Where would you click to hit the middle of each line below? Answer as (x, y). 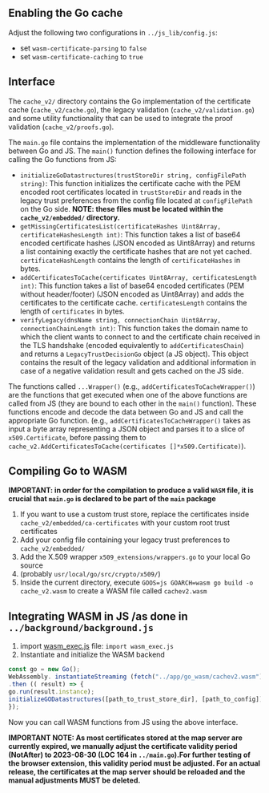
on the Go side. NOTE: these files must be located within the (122, 208)
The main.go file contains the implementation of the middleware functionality (134, 142)
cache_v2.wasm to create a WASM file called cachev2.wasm (113, 591)
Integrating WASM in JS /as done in (98, 616)
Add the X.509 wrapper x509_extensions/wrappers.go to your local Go (135, 557)
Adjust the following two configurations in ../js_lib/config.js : (113, 32)
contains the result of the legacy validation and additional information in (138, 362)
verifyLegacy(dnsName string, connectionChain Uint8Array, (120, 320)
